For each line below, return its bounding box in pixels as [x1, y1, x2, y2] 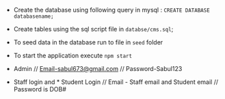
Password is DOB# [13, 85, 67, 93]
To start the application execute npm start [13, 51, 132, 59]
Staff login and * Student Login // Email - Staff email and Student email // [13, 78, 219, 86]
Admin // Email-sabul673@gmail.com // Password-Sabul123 [13, 65, 183, 72]
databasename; [13, 13, 54, 20]
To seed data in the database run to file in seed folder [13, 38, 163, 46]
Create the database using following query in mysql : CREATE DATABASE [13, 6, 210, 14]
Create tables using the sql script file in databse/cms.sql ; [13, 25, 174, 33]
